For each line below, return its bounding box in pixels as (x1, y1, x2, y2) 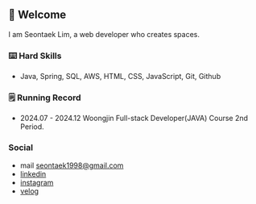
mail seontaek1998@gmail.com (19, 160, 124, 170)
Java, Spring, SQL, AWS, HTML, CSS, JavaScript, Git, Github (19, 72, 221, 81)
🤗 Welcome (8, 8, 67, 22)
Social (8, 142, 34, 153)
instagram (19, 177, 54, 187)
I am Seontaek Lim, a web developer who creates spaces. (8, 29, 200, 39)
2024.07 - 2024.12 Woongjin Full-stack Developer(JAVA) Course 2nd (19, 114, 248, 123)
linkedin (19, 169, 47, 178)
